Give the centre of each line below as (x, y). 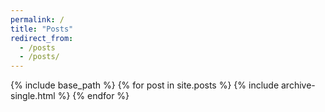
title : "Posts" (42, 29)
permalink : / (37, 19)
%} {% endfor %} (93, 96)
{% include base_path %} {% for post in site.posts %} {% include (145, 85)
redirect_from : (42, 38)
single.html (33, 96)
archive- (298, 85)
